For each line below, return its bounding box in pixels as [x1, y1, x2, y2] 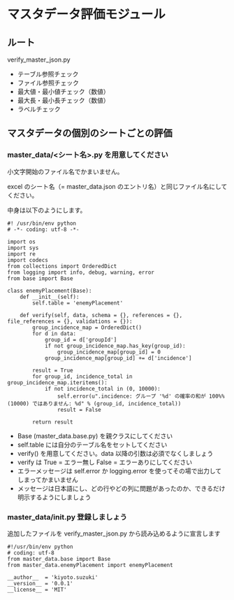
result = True [32, 367, 73, 374]
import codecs [7, 256, 49, 263]
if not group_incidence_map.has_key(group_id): [44, 342, 187, 349]
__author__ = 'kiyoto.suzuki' [7, 573, 98, 581]
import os [7, 238, 36, 245]
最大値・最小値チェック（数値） [17, 88, 110, 95]
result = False [57, 406, 101, 413]
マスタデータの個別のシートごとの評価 [7, 127, 173, 139]
